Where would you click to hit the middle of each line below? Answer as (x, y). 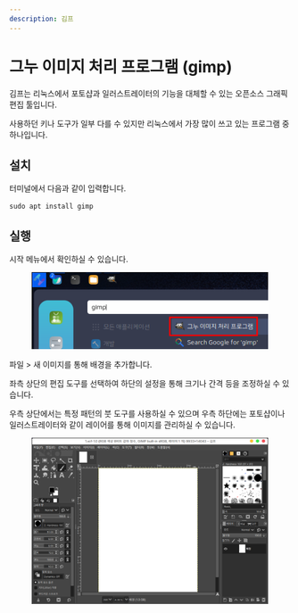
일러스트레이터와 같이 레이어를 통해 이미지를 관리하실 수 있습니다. (123, 425)
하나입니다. (29, 135)
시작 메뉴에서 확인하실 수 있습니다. (69, 260)
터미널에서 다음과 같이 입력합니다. (68, 188)
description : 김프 (41, 19)
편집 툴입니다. (33, 104)
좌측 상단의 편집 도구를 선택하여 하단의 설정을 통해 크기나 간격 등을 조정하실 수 (145, 383)
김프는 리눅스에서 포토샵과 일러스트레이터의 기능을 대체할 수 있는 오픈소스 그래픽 (149, 93)
